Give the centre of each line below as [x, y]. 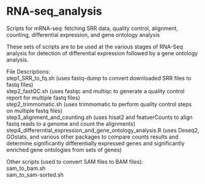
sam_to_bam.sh [26, 168]
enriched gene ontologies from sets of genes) [64, 150]
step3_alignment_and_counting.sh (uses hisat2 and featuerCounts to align [99, 117]
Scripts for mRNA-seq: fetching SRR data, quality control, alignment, [92, 28]
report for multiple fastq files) [43, 98]
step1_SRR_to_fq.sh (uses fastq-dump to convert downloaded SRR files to [99, 78]
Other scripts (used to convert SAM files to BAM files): [75, 161]
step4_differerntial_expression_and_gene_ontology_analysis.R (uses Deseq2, [103, 130]
